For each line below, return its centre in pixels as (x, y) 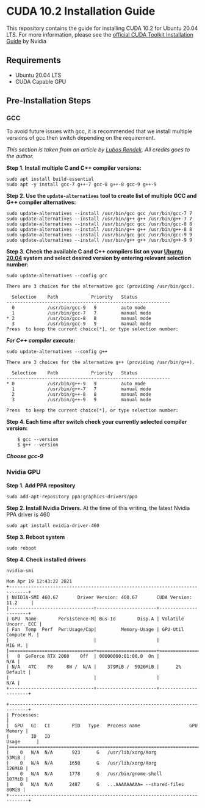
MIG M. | (17, 646)
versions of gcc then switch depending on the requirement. (81, 138)
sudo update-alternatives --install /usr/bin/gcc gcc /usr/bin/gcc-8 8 (99, 224)
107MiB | (17, 779)
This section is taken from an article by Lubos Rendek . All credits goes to (98, 150)
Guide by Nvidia (27, 41)
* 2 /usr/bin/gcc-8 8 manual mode (79, 319)
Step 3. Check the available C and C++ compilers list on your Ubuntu (95, 252)
